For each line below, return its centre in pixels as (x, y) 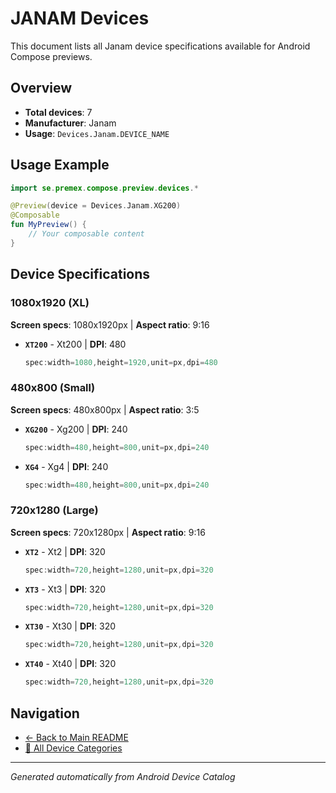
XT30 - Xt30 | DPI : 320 (70, 626)
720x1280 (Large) (54, 510)
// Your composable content (86, 234)
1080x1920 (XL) (50, 303)
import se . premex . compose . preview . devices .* (104, 188)
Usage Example (60, 165)
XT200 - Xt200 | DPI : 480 (75, 344)
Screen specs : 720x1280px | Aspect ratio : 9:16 (108, 532)
